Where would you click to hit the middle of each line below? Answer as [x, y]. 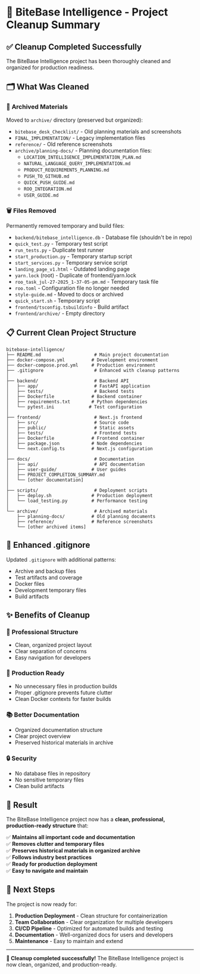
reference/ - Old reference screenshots [63, 144]
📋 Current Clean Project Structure [71, 333]
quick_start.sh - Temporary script [57, 300]
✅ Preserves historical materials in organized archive [74, 851]
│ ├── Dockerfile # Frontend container [76, 438]
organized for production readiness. [50, 67]
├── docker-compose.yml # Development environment [82, 360]
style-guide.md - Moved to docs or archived [69, 294]
